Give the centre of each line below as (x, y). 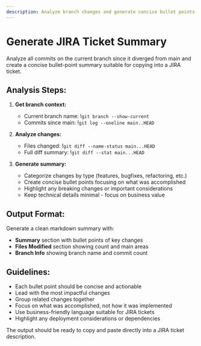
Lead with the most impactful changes (62, 293)
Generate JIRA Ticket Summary (87, 41)
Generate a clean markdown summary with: (60, 228)
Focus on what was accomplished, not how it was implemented (94, 306)
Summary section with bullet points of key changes (79, 240)
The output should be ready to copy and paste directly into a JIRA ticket (95, 330)
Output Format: (36, 214)
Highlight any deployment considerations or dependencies (88, 318)
